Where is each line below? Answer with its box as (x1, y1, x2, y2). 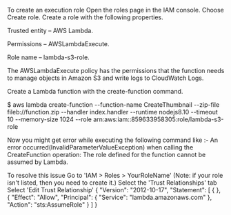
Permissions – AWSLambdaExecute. (7, 40, 110, 48)
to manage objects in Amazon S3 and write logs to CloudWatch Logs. (7, 74, 204, 82)
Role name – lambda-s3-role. (7, 53, 90, 61)
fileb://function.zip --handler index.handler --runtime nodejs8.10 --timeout (7, 108, 219, 116)
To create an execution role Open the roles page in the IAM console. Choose (7, 6, 224, 14)
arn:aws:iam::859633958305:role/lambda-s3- (92, 115, 224, 123)
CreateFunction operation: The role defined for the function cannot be (7, 151, 206, 158)
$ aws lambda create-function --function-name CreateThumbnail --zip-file (7, 101, 220, 109)
